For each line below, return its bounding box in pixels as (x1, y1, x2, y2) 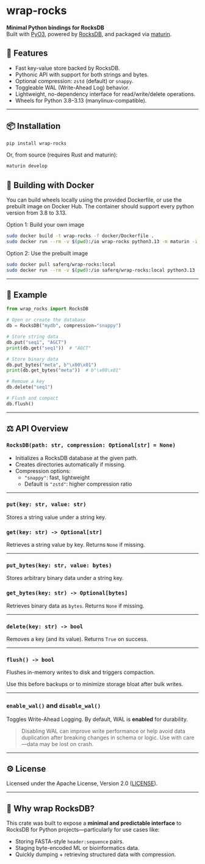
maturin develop (6, 163, 48, 169)
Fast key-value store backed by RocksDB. (15, 64, 120, 71)
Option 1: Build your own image (6, 221, 84, 229)
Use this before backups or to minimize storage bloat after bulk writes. (6, 681, 184, 688)
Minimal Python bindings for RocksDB (6, 24, 105, 31)
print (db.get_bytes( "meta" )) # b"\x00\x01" (6, 367, 121, 373)
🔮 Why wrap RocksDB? (6, 803, 95, 813)
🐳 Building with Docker (6, 180, 95, 190)
